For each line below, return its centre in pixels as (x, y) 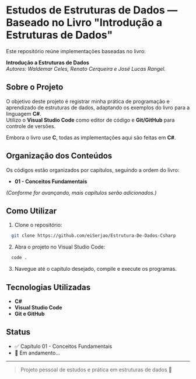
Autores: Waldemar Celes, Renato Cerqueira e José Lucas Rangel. (86, 68)
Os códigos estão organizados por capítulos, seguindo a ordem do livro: (93, 170)
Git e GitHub (29, 313)
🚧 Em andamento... (37, 353)
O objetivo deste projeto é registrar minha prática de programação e (88, 101)
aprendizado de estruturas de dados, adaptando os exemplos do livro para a (98, 107)
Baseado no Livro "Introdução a (84, 23)
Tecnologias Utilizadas (48, 287)
